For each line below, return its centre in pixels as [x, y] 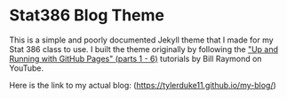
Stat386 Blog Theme [87, 15]
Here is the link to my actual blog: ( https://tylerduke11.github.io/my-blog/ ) [143, 85]
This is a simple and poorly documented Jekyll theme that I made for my [141, 40]
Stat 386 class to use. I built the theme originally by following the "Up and [143, 49]
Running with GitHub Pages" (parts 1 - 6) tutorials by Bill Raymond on [136, 58]
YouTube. [27, 68]
